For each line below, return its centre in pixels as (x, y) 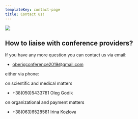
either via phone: (22, 74)
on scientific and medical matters (39, 83)
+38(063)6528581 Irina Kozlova (44, 112)
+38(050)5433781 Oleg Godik (42, 93)
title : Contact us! (25, 14)
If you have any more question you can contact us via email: (66, 55)
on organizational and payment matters (45, 102)
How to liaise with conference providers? (69, 43)
